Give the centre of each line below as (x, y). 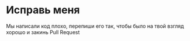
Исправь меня (43, 10)
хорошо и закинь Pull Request (43, 32)
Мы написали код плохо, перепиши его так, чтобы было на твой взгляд (95, 26)
